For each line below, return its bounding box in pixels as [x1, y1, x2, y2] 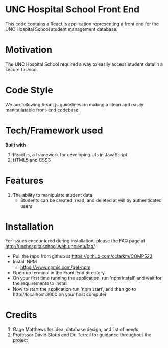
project [12, 337, 28, 343]
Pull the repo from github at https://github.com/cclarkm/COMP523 [12, 253, 153, 259]
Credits [5, 309, 37, 321]
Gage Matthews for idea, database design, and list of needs [12, 326, 139, 332]
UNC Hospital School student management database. [5, 26, 118, 32]
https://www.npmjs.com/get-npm [20, 264, 91, 270]
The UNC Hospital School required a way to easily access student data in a [5, 60, 163, 67]
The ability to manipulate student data [12, 192, 93, 198]
